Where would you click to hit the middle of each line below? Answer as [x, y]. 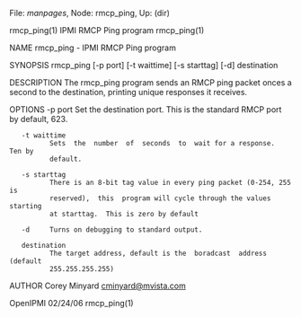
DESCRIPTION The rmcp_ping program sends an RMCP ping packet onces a [150, 83]
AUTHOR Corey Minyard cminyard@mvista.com [97, 286]
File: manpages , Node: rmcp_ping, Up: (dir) [90, 13]
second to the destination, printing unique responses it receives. [128, 92]
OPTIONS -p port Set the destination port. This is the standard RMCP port [146, 110]
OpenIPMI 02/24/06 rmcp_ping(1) [71, 303]
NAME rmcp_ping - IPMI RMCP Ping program [93, 48]
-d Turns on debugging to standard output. [112, 230]
